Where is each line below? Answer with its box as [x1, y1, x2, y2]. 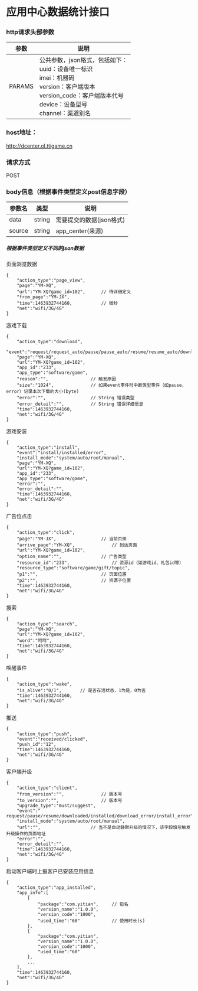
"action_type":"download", [16, 339, 83, 345]
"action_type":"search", [16, 621, 78, 627]
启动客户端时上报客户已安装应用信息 [6, 868, 94, 875]
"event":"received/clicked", [16, 736, 88, 742]
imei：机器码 [39, 74, 75, 82]
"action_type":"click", [16, 530, 75, 536]
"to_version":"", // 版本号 [16, 798, 123, 804]
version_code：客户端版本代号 [39, 92, 124, 100]
